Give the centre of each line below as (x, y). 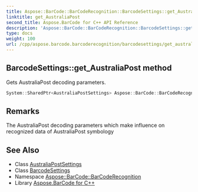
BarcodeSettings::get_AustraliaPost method (89, 68)
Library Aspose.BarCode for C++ (55, 183)
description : (22, 28)
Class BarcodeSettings (42, 170)
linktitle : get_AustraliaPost (43, 17)
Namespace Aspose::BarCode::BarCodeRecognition (78, 177)
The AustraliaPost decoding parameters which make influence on (85, 125)
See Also (23, 150)
